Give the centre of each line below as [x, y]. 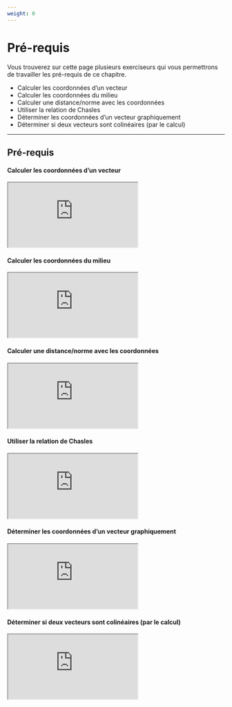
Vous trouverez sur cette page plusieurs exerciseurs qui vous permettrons [113, 67]
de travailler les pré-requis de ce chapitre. [67, 74]
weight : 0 [21, 13]
